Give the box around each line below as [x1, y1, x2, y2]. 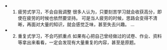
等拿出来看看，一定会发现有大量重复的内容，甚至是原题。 [17, 39, 138, 45]
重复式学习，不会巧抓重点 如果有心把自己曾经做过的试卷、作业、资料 [17, 33, 162, 39]
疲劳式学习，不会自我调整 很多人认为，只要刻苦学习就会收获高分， [17, 9, 158, 15]
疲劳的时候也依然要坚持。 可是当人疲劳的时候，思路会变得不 [26, 15, 153, 21]
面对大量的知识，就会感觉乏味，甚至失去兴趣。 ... [31, 21, 135, 27]
